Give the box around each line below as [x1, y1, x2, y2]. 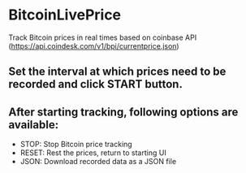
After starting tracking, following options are [8, 105, 239, 119]
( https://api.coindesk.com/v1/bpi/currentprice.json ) [8, 41, 180, 50]
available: [8, 118, 59, 132]
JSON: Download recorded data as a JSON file [19, 157, 177, 167]
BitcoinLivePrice [8, 6, 122, 24]
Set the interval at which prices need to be [8, 65, 227, 79]
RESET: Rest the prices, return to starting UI [19, 148, 166, 158]
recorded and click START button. [8, 77, 183, 91]
